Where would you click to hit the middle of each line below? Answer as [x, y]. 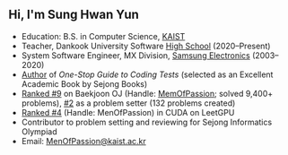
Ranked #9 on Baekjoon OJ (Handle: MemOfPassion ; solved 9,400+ [147, 93]
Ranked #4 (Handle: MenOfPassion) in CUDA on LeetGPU [128, 112]
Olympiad [39, 131]
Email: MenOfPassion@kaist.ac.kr [84, 141]
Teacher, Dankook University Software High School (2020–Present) [146, 46]
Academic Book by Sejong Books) [84, 83]
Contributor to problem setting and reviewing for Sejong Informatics [147, 122]
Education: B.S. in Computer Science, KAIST [103, 36]
